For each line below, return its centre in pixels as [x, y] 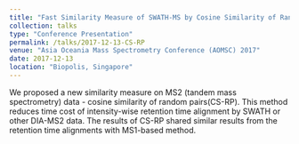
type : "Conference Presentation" [71, 34]
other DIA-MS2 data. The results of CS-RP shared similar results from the [144, 120]
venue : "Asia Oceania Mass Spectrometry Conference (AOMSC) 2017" [135, 51]
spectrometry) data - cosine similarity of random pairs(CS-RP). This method [149, 101]
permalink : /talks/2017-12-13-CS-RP [77, 42]
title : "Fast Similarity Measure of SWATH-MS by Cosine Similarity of [143, 17]
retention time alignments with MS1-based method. [103, 130]
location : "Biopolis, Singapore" [71, 68]
